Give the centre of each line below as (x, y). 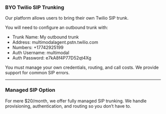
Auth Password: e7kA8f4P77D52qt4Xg (52, 58)
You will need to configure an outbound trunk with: (57, 28)
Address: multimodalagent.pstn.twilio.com (55, 42)
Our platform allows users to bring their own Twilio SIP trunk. (67, 18)
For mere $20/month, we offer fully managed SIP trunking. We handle (76, 101)
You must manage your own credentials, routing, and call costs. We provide (82, 67)
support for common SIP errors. (38, 73)
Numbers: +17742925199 (38, 48)
